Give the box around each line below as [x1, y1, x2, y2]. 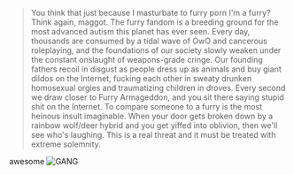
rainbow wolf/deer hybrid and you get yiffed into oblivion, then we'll [30, 120, 278, 131]
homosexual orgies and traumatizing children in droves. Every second [30, 83, 286, 93]
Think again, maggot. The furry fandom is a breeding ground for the [30, 17, 279, 27]
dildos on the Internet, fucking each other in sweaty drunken [30, 73, 252, 83]
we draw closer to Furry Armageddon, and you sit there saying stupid [30, 92, 285, 103]
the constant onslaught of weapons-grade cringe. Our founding [30, 55, 263, 65]
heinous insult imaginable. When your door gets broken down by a [30, 110, 274, 121]
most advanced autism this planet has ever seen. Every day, [30, 27, 251, 36]
